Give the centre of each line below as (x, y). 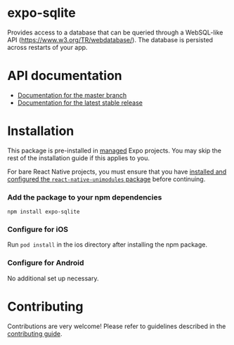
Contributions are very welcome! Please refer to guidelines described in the (117, 326)
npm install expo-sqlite (44, 212)
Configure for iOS (38, 230)
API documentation (65, 76)
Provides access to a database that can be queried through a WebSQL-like (115, 32)
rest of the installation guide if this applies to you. (78, 158)
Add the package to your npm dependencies (85, 197)
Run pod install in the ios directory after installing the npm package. (107, 245)
